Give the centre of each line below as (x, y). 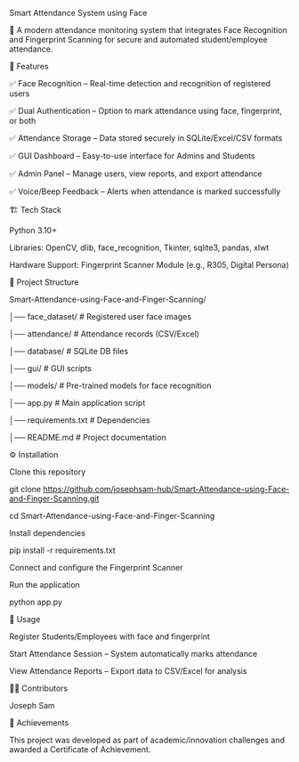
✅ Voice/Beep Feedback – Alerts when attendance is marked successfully (145, 191)
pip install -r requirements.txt (62, 550)
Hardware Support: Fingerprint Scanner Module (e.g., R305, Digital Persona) (149, 265)
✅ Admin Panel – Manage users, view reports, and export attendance (136, 174)
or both (23, 121)
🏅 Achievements (39, 723)
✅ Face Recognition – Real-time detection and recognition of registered (140, 83)
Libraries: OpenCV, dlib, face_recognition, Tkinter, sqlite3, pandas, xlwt (139, 247)
